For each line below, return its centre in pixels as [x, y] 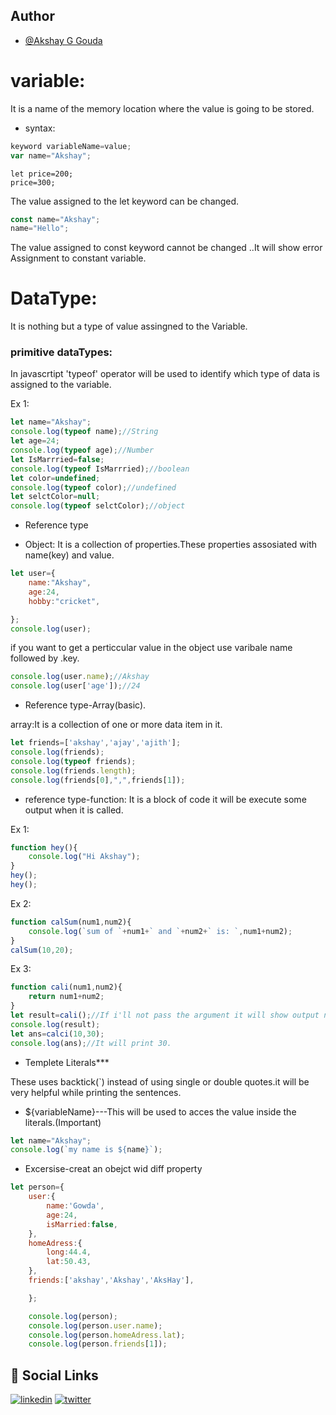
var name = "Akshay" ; [51, 155]
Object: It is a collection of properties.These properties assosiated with [171, 545]
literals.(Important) [63, 1122]
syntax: [40, 128]
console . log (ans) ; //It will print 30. [91, 1043]
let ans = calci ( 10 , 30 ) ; [57, 1034]
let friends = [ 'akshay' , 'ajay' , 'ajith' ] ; [96, 743]
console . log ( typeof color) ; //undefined [93, 487]
